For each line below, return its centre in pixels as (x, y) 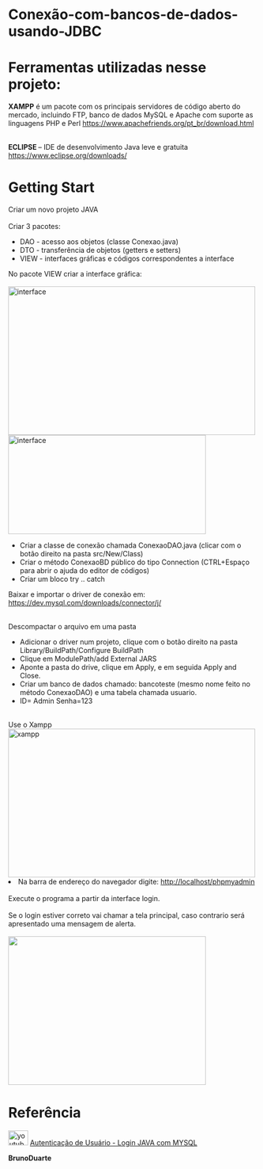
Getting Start (51, 187)
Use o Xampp (30, 725)
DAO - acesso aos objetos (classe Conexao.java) (99, 242)
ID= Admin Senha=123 (56, 701)
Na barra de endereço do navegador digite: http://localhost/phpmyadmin (137, 882)
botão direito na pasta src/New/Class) (81, 554)
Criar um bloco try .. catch (62, 579)
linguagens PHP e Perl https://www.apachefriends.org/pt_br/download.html (131, 124)
